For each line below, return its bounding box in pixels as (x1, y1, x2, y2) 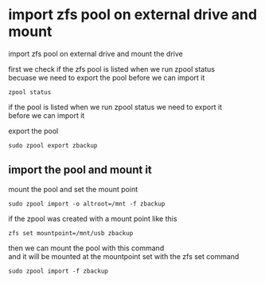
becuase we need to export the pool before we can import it (8, 73, 205, 82)
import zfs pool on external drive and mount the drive (8, 49, 183, 58)
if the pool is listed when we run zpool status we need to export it (8, 102, 223, 112)
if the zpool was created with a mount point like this (8, 214, 177, 223)
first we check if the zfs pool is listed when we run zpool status (8, 64, 215, 73)
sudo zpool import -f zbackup (8, 267, 109, 275)
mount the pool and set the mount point (8, 184, 138, 194)
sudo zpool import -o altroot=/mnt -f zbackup (8, 199, 166, 208)
